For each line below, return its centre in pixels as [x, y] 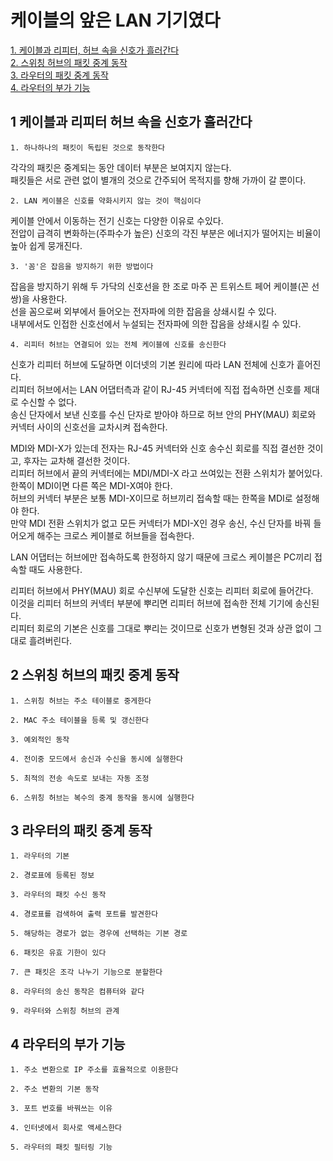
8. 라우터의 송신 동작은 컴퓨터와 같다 [77, 992]
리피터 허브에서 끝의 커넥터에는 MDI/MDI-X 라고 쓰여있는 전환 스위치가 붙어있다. [166, 473]
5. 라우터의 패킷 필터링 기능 [61, 1147]
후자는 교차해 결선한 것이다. [77, 460]
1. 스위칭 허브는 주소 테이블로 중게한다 [81, 701]
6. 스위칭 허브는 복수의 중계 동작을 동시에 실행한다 [102, 797]
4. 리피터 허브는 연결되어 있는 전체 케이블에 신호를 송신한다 [118, 344]
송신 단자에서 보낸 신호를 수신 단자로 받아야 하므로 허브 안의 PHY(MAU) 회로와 [163, 414]
